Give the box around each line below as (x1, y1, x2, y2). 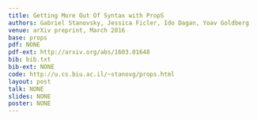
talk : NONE (8, 84, 44, 93)
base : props (8, 33, 47, 42)
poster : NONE (8, 99, 51, 107)
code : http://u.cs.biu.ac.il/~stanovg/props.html (8, 70, 176, 78)
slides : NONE (8, 92, 51, 100)
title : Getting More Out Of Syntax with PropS (8, 11, 164, 20)
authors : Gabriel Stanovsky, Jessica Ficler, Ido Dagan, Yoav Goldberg (8, 19, 249, 27)
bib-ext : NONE (8, 63, 55, 71)
